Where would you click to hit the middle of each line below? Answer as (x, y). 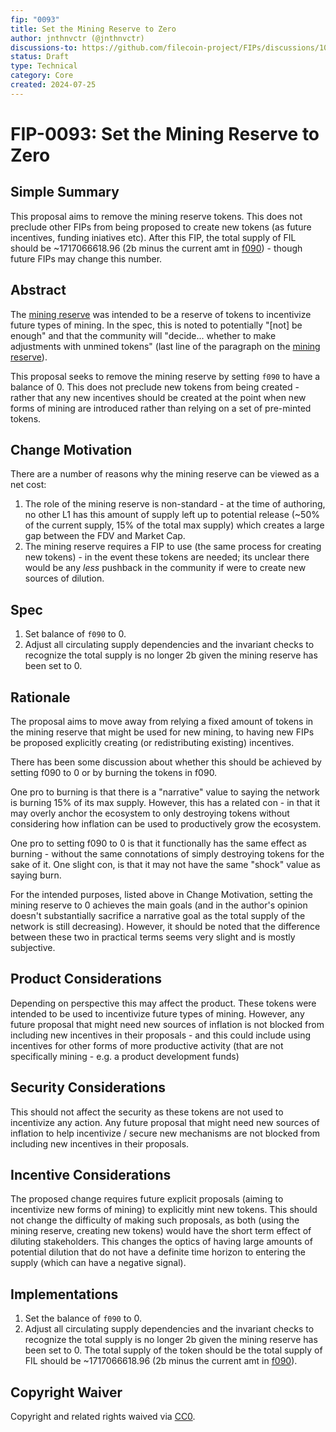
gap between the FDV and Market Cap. (105, 536)
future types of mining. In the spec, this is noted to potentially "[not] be (156, 325)
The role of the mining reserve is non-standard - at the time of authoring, (175, 504)
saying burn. (36, 875)
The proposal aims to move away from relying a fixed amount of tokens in (162, 721)
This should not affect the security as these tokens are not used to (147, 1112)
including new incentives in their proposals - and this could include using (161, 1035)
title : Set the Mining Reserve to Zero (93, 29)
